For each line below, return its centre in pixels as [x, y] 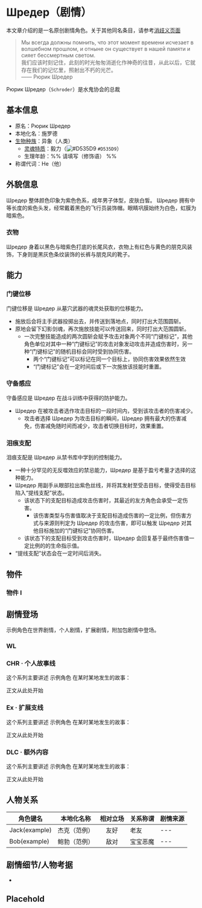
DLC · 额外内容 [27, 752]
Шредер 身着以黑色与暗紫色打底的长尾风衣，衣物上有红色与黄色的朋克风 [97, 247]
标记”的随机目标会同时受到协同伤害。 [88, 351]
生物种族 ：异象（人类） [44, 141]
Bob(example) [30, 841]
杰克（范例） [76, 830]
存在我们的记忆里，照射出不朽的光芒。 [68, 70]
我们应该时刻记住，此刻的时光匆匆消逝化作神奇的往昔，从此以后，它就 [108, 62]
